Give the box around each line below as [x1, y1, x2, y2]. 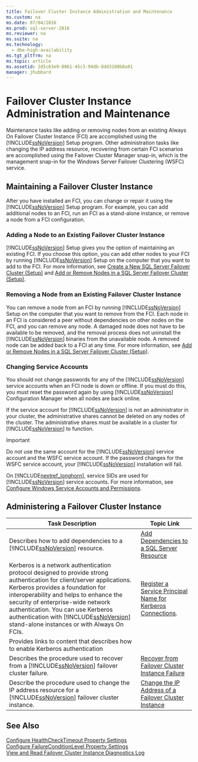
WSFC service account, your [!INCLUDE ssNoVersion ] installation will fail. [6, 461, 183, 468]
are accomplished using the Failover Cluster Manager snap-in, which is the [6, 152, 188, 159]
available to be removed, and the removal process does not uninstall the [6, 329, 181, 336]
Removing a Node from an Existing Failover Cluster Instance [6, 290, 181, 299]
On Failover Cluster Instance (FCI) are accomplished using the [6, 133, 157, 140]
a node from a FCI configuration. [6, 216, 85, 223]
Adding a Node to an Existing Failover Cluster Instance [6, 231, 165, 239]
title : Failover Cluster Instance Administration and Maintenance [6, 8, 173, 15]
